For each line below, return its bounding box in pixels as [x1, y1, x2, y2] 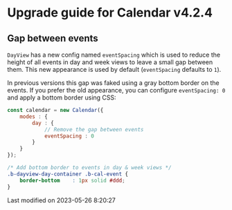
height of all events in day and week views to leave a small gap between [7, 58, 213, 66]
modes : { [19, 113, 48, 120]
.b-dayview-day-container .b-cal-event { [7, 171, 129, 178]
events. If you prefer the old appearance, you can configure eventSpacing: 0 [7, 86, 226, 94]
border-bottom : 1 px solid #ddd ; [19, 177, 126, 184]
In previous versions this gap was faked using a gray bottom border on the [7, 79, 220, 87]
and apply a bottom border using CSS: [7, 93, 116, 102]
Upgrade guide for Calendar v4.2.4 [7, 5, 213, 21]
